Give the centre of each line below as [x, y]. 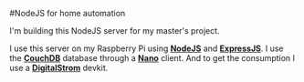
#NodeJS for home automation [68, 13]
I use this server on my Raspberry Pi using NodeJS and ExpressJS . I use [147, 48]
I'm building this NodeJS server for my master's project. [115, 31]
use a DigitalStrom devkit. [59, 68]
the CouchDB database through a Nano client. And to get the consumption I [152, 58]
